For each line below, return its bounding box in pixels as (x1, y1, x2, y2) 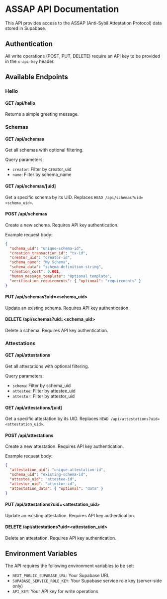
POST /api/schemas (5, 211, 48, 217)
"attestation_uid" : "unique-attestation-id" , (9, 467, 106, 472)
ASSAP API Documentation (5, 3, 119, 15)
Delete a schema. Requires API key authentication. (5, 327, 108, 333)
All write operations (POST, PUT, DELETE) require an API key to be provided (5, 53, 161, 59)
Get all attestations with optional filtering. (5, 363, 89, 370)
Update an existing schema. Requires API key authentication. (5, 305, 130, 311)
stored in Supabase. (5, 25, 46, 31)
